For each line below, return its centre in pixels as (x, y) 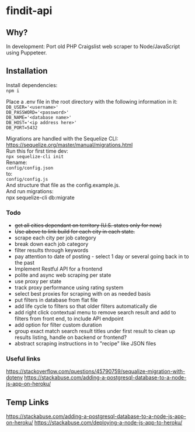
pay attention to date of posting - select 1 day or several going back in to (102, 256)
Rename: (17, 162)
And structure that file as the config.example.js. (63, 185)
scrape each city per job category (55, 238)
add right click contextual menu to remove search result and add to (95, 313)
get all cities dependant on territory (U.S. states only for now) (88, 225)
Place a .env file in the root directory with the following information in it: (92, 101)
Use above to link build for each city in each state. (75, 232)
